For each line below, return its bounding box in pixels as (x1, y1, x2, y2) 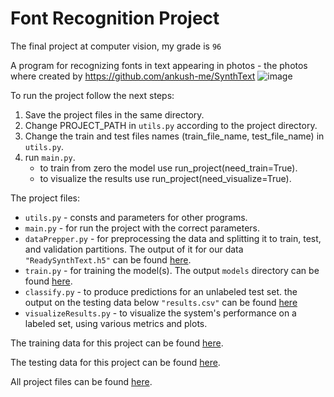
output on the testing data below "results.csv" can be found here (24, 296, 298, 308)
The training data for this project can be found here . (10, 337, 224, 349)
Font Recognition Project (10, 7, 220, 30)
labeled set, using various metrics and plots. (24, 317, 208, 329)
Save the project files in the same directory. (24, 108, 205, 121)
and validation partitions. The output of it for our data (24, 243, 244, 255)
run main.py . (24, 151, 76, 163)
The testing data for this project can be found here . (10, 356, 221, 368)
